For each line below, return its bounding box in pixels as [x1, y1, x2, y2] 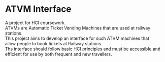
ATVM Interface [5, 3, 71, 15]
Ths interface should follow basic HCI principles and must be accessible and [5, 46, 161, 52]
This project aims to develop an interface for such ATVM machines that [5, 35, 149, 41]
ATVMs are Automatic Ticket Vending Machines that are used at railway [5, 25, 151, 31]
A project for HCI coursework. [5, 20, 66, 26]
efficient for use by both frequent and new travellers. [5, 51, 112, 57]
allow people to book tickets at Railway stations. [5, 40, 102, 46]
